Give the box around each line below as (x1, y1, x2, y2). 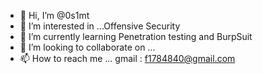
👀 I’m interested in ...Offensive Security (19, 20, 181, 32)
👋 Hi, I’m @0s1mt (19, 10, 90, 21)
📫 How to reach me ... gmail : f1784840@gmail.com (19, 53, 236, 64)
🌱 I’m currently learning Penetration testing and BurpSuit (19, 31, 253, 42)
